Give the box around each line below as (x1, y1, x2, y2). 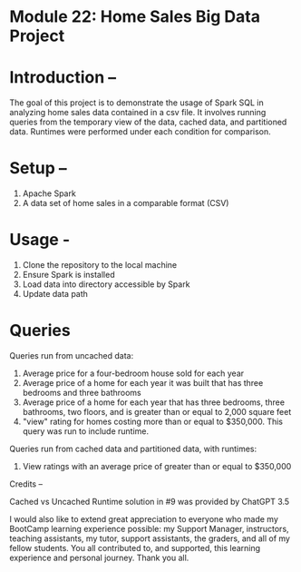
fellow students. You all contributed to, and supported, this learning (9, 542, 261, 553)
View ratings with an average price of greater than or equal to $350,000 (22, 460, 292, 471)
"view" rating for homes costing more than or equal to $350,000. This (22, 416, 284, 427)
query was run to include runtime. (22, 425, 150, 437)
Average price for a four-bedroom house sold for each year (22, 368, 245, 379)
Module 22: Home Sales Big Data (9, 6, 261, 27)
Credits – (9, 478, 44, 489)
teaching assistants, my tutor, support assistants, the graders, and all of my (9, 533, 290, 544)
